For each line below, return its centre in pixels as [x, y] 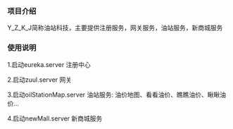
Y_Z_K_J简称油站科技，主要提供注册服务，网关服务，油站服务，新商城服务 [115, 28]
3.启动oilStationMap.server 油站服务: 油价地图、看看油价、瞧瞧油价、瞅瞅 [114, 94]
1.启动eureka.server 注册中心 [49, 64]
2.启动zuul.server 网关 [40, 80]
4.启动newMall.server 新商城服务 [55, 118]
